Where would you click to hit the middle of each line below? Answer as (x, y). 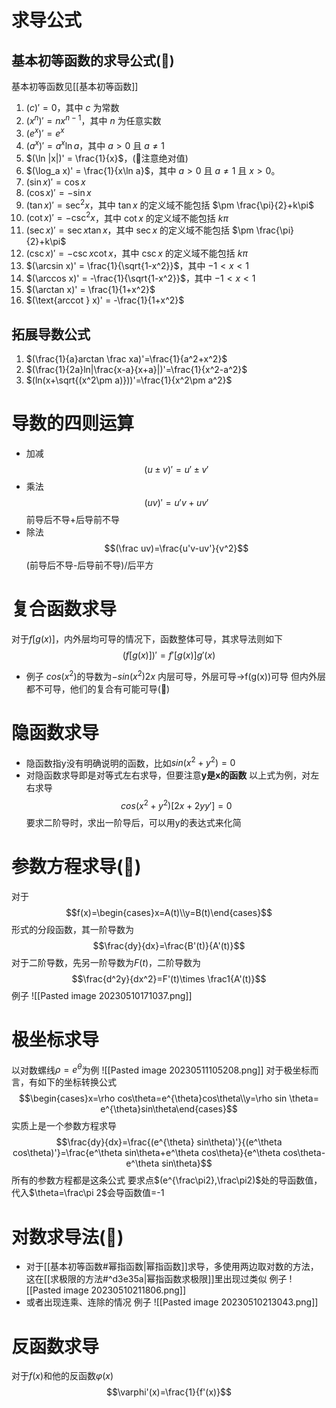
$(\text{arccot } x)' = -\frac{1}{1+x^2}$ (105, 300)
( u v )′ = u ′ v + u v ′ (176, 503)
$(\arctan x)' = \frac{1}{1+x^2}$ (90, 290)
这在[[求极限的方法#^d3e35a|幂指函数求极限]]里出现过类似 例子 (156, 1279)
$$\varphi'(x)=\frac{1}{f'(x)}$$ (169, 1392)
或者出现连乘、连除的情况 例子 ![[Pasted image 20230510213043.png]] (172, 1302)
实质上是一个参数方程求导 (64, 1126)
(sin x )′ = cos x (55, 182)
